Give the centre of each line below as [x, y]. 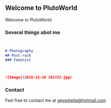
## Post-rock [18, 55]
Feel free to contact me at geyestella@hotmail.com [55, 100]
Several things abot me [33, 32]
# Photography [19, 51]
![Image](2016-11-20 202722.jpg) [39, 77]
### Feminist [18, 60]
